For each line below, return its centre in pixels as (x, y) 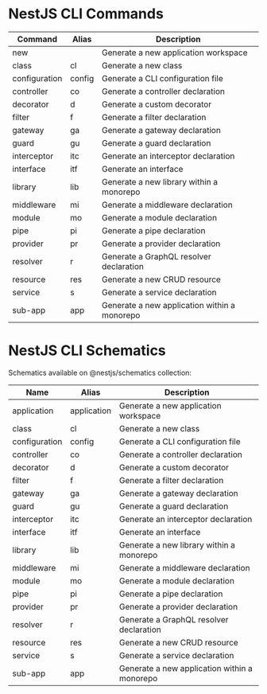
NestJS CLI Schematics (87, 351)
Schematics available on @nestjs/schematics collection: (100, 372)
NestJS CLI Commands (86, 14)
